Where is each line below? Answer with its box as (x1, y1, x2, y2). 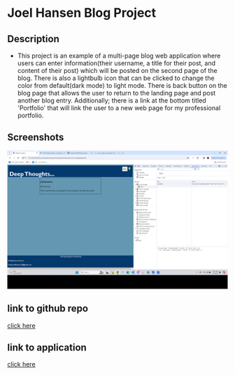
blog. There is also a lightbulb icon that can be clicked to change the (17, 74, 215, 82)
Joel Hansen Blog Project (7, 5, 157, 21)
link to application (7, 342, 87, 354)
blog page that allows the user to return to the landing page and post (17, 89, 216, 97)
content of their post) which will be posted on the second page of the (17, 67, 218, 74)
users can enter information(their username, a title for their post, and (17, 59, 215, 67)
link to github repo (7, 303, 89, 315)
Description (7, 33, 59, 45)
